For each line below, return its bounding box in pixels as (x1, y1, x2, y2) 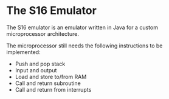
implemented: (6, 48, 41, 55)
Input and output (15, 66, 57, 73)
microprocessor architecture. (6, 30, 79, 37)
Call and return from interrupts (15, 86, 92, 93)
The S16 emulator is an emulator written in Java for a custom (6, 24, 158, 31)
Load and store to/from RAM (15, 73, 87, 80)
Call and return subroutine (15, 80, 81, 87)
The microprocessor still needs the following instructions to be (6, 42, 163, 49)
